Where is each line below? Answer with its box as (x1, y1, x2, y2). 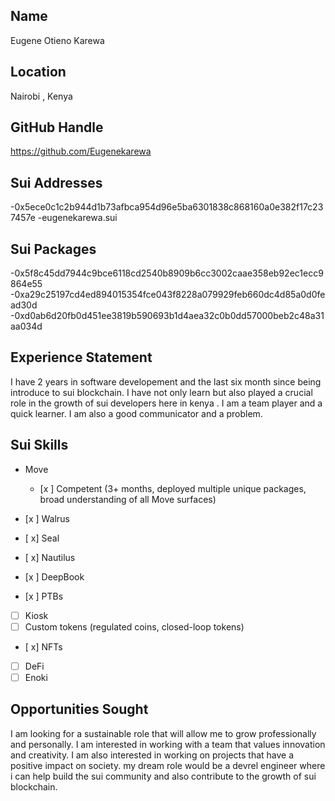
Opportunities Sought (10, 701, 149, 718)
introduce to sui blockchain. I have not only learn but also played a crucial (10, 386, 313, 398)
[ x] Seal (24, 532, 60, 544)
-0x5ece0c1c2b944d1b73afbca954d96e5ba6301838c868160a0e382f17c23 (10, 201, 324, 213)
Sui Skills (10, 437, 69, 454)
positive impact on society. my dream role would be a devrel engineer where (10, 759, 326, 771)
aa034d (10, 320, 43, 333)
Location (10, 64, 67, 81)
